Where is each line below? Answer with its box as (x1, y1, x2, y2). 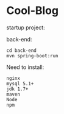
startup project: (6, 24, 45, 31)
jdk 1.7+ (6, 86, 29, 92)
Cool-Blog (6, 4, 59, 18)
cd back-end (6, 47, 37, 54)
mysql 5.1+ (6, 80, 34, 87)
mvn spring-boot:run (6, 52, 59, 59)
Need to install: (6, 63, 44, 71)
